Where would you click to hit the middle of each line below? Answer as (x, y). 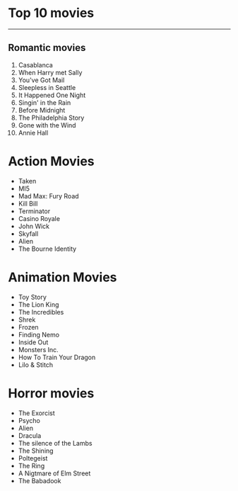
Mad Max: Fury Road (49, 196)
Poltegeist (33, 458)
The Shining (36, 451)
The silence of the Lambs (55, 443)
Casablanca (36, 64)
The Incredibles (41, 312)
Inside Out (33, 342)
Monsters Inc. (38, 349)
